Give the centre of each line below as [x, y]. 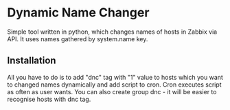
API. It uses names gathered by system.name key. [78, 38]
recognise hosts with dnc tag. [49, 99]
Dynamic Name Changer [78, 13]
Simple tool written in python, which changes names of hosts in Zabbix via [112, 32]
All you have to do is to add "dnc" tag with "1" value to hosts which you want [115, 77]
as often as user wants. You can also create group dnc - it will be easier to [112, 91]
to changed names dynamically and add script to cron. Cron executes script [114, 85]
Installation [32, 61]
